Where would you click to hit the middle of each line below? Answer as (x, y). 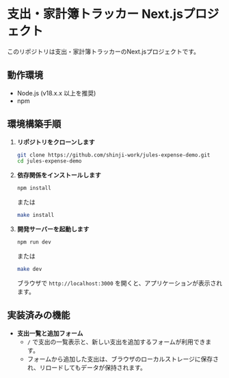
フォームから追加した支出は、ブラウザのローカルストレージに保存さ (123, 359)
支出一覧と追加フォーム (50, 333)
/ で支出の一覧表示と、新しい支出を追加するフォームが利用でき (116, 342)
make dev (29, 269)
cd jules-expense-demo (49, 161)
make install (36, 215)
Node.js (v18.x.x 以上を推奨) (56, 93)
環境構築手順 (34, 124)
